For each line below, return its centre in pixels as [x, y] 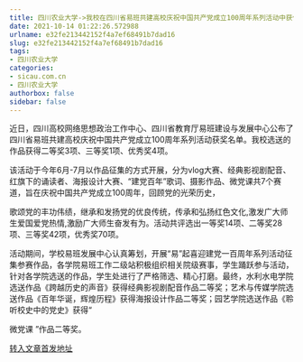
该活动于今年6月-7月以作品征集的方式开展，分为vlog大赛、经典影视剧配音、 [150, 170]
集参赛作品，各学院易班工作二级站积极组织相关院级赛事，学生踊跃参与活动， [151, 265]
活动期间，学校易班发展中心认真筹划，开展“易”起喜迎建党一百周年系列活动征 [151, 254]
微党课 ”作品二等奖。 [48, 330]
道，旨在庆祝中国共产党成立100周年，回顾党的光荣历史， [115, 193]
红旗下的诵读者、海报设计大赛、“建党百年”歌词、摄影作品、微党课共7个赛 [146, 181]
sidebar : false [38, 102]
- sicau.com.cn [38, 77]
